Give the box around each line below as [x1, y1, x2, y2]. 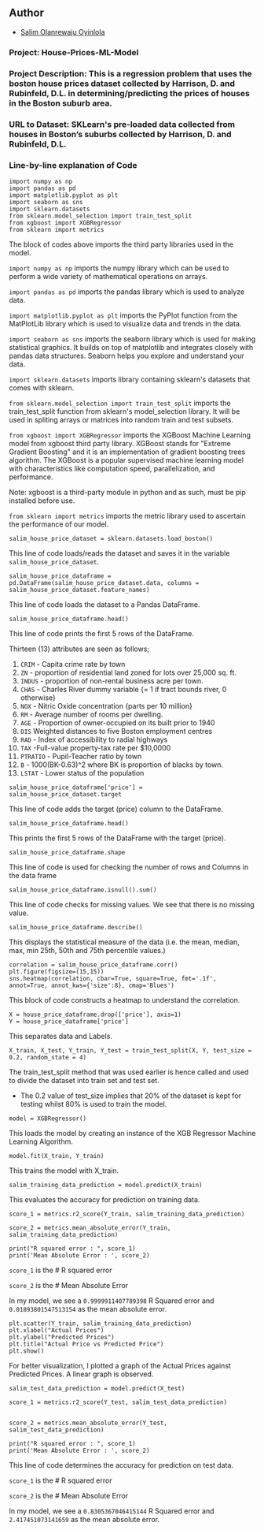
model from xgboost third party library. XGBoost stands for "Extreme [9, 438, 231, 448]
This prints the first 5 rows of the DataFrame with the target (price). [9, 833, 226, 843]
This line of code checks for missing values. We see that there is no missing [9, 899, 255, 909]
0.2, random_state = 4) [9, 1053, 87, 1061]
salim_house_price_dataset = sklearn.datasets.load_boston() [9, 534, 214, 542]
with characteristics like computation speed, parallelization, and [9, 463, 215, 473]
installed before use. [9, 496, 75, 505]
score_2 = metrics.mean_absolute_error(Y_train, [9, 1223, 171, 1232]
